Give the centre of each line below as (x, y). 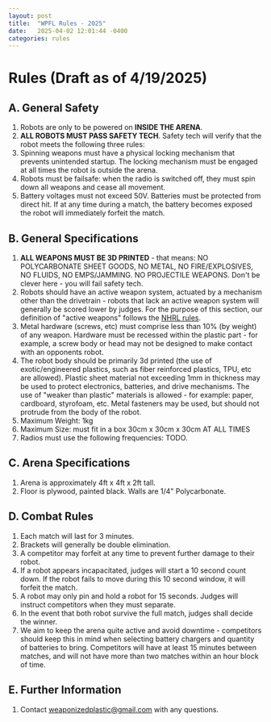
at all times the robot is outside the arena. (89, 170)
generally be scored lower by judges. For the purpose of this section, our (141, 309)
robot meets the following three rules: (82, 144)
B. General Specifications (73, 238)
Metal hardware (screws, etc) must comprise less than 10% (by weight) (138, 327)
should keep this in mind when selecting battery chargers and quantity (137, 639)
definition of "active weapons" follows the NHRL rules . (110, 318)
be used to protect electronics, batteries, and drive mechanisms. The (135, 386)
